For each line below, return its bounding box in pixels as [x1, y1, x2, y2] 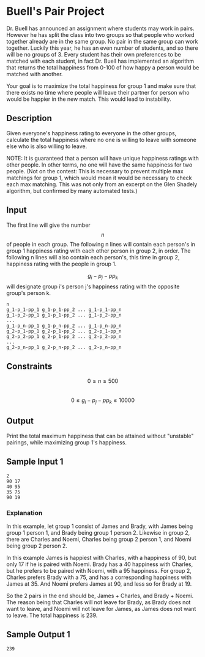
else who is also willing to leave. [6, 143, 88, 150]
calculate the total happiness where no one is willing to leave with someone [6, 136, 197, 143]
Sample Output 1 [6, 629, 70, 640]
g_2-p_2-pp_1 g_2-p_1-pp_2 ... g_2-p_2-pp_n [6, 334, 122, 340]
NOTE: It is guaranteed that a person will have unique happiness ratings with [6, 154, 199, 162]
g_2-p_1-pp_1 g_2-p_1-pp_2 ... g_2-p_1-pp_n [6, 328, 122, 334]
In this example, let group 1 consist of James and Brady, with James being [6, 522, 193, 530]
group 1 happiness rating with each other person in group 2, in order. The [6, 247, 191, 254]
